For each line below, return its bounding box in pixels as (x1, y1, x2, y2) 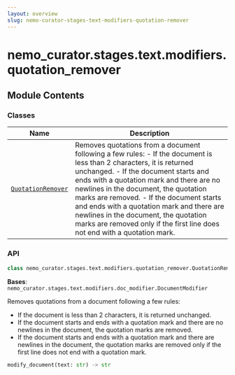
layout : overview (7, 10, 58, 17)
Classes (7, 111, 36, 120)
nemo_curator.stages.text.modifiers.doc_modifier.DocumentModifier (7, 285, 208, 292)
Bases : (7, 277, 28, 285)
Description (129, 129, 170, 139)
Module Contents (7, 90, 85, 101)
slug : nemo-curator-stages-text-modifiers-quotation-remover (7, 17, 190, 24)
